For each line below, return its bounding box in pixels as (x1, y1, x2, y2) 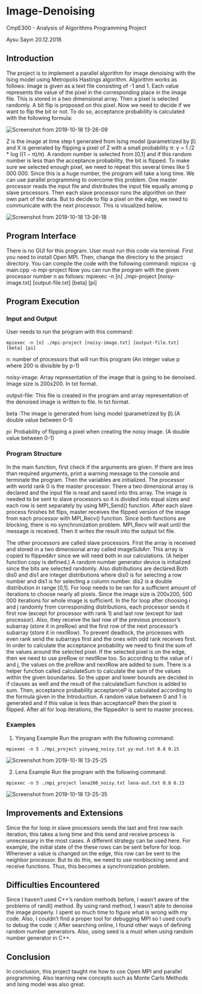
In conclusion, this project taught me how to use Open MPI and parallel (6, 968, 182, 975)
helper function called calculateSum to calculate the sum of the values (6, 667, 181, 674)
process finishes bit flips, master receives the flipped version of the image (6, 508, 191, 515)
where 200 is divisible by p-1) (6, 362, 80, 369)
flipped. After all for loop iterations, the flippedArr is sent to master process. (6, 706, 195, 713)
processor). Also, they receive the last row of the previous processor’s (6, 616, 181, 623)
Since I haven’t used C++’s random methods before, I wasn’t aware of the (6, 896, 189, 903)
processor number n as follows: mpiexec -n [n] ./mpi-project (6, 273, 157, 280)
